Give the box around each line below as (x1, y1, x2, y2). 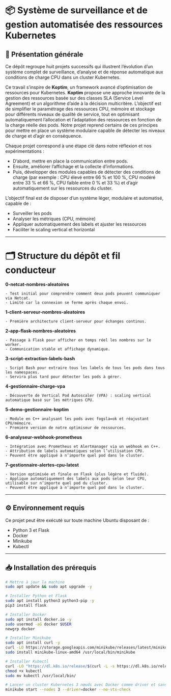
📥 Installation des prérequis (5, 564, 97, 572)
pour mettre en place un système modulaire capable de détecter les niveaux (5, 127, 165, 133)
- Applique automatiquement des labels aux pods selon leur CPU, (5, 476, 147, 481)
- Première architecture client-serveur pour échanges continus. (5, 318, 147, 324)
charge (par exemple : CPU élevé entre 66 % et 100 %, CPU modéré (12, 174, 156, 180)
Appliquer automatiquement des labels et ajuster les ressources (12, 221, 147, 227)
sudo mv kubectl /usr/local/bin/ (5, 673, 76, 678)
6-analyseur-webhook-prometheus (5, 434, 82, 440)
